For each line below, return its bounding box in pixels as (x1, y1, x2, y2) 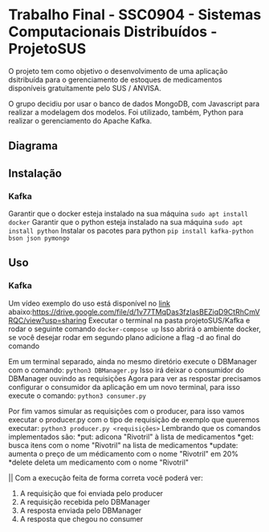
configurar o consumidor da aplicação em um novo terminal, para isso (8, 382, 241, 392)
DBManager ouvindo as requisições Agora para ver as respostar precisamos (8, 373, 261, 383)
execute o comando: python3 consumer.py (8, 391, 147, 400)
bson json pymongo (8, 234, 70, 242)
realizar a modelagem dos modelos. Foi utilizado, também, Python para (8, 107, 243, 117)
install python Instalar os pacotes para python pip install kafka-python (8, 226, 255, 236)
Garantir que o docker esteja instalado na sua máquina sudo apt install (8, 209, 249, 218)
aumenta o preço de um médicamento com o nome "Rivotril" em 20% (8, 449, 239, 458)
